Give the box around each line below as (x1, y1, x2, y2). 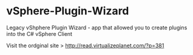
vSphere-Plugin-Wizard (6, 4, 129, 18)
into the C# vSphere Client (6, 30, 73, 37)
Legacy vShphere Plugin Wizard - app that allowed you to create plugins (6, 24, 188, 31)
